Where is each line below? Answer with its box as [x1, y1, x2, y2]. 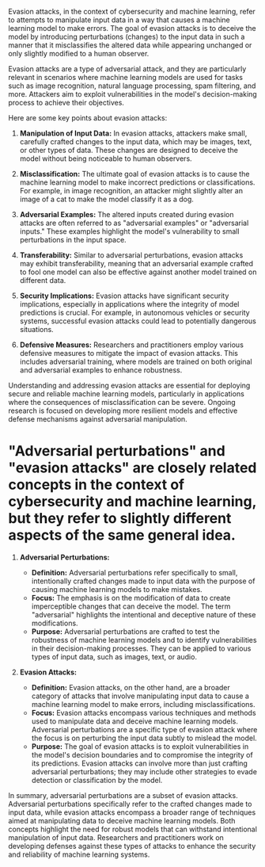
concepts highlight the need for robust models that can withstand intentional [8, 824, 257, 834]
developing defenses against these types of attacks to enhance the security [8, 841, 256, 850]
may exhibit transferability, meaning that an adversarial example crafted [19, 259, 254, 268]
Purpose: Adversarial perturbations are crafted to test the [31, 626, 220, 636]
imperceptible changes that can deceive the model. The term [31, 602, 231, 611]
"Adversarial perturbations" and [8, 442, 225, 460]
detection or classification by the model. [31, 775, 163, 785]
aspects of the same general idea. [8, 526, 236, 544]
